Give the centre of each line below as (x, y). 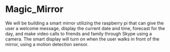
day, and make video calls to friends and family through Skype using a (79, 33)
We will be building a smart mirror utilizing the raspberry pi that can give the (84, 23)
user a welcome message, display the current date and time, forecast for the (85, 28)
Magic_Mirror (34, 9)
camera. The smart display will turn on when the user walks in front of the (82, 39)
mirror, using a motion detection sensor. (47, 44)
